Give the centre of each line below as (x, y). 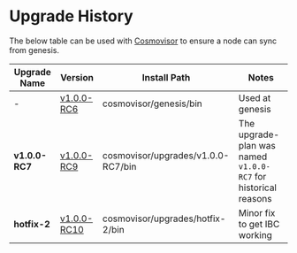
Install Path (166, 77)
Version (77, 77)
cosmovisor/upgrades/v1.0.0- (166, 155)
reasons (255, 198)
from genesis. (34, 50)
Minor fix (257, 212)
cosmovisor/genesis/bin (152, 103)
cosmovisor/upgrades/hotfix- (164, 218)
